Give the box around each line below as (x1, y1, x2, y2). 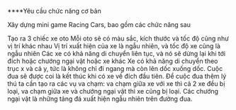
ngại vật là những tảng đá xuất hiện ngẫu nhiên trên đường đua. (7, 94, 193, 103)
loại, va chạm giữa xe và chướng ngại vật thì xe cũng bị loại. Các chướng (7, 87, 218, 95)
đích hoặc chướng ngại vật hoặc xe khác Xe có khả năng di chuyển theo (7, 57, 218, 65)
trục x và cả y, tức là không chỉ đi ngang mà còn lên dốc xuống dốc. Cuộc (7, 65, 223, 72)
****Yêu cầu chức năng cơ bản (7, 7, 101, 15)
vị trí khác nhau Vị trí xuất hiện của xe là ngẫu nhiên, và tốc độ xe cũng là (7, 42, 221, 50)
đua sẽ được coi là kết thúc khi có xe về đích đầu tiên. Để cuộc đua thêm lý (7, 72, 227, 80)
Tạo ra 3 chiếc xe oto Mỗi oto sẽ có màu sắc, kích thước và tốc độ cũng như (7, 34, 229, 43)
